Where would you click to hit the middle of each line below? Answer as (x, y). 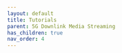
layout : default (30, 13)
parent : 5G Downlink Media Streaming (61, 26)
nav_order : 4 (26, 39)
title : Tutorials (32, 20)
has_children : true (35, 33)
